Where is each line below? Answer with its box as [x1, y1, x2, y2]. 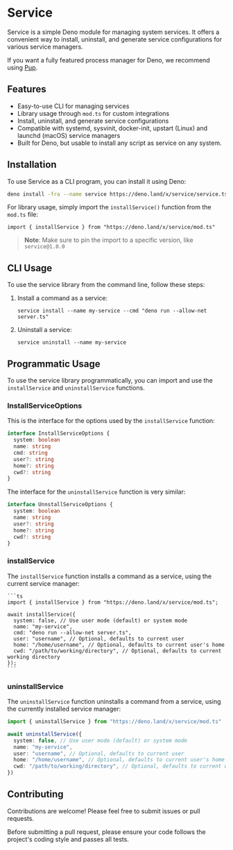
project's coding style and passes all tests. [7, 835, 130, 843]
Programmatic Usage [7, 358, 101, 370]
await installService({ [7, 611, 76, 618]
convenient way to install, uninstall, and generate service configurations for [7, 35, 223, 43]
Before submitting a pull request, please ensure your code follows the [7, 827, 206, 836]
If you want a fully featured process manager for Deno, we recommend [7, 55, 210, 64]
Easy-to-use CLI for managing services [17, 102, 130, 110]
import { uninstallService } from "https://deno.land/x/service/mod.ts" [7, 718, 222, 725]
